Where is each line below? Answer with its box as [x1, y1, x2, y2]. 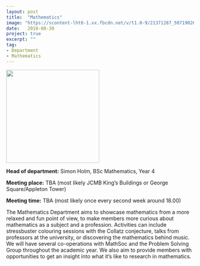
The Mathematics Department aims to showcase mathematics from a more [6, 208, 189, 215]
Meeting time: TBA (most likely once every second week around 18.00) [6, 197, 182, 204]
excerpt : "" [6, 36, 36, 42]
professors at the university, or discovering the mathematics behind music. [6, 233, 190, 241]
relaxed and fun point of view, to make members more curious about [6, 215, 174, 222]
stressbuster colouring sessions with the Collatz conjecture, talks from [6, 227, 179, 234]
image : [6, 20, 23, 26]
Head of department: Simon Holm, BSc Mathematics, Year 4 [6, 167, 155, 174]
